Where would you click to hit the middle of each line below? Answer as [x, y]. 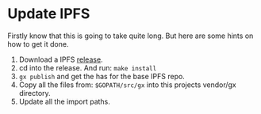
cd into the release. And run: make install [88, 67]
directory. [35, 93]
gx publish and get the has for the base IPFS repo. [102, 76]
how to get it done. [38, 44]
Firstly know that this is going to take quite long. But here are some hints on [130, 36]
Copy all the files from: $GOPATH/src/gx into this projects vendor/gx [127, 85]
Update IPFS [49, 14]
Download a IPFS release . [61, 59]
